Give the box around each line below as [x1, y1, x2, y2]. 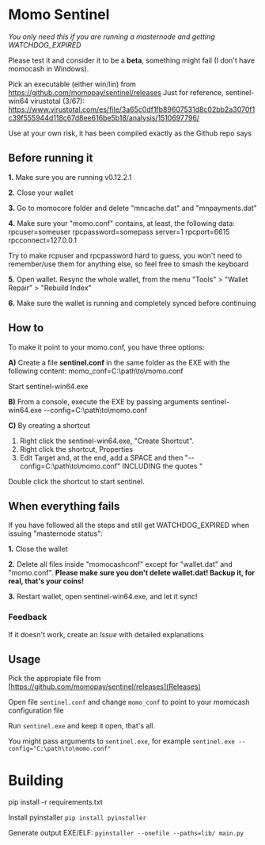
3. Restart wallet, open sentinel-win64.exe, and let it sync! [8, 592, 198, 602]
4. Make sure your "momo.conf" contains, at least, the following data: [8, 218, 235, 227]
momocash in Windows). [8, 63, 89, 73]
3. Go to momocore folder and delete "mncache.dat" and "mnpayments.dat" [8, 203, 257, 212]
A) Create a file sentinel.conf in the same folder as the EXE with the [8, 357, 230, 367]
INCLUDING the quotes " [122, 461, 203, 471]
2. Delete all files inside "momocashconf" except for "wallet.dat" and [8, 560, 233, 569]
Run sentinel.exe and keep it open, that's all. [8, 721, 156, 731]
